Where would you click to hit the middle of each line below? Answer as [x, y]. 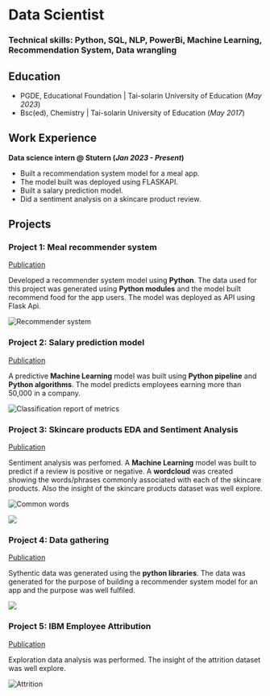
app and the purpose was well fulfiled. [72, 590]
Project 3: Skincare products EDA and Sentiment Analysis [124, 429]
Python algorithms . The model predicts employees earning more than [125, 384]
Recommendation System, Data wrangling [93, 50]
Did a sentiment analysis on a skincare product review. [110, 198]
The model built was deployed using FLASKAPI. [99, 181]
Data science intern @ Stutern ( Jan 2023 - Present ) [96, 157]
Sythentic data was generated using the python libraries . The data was [127, 573]
